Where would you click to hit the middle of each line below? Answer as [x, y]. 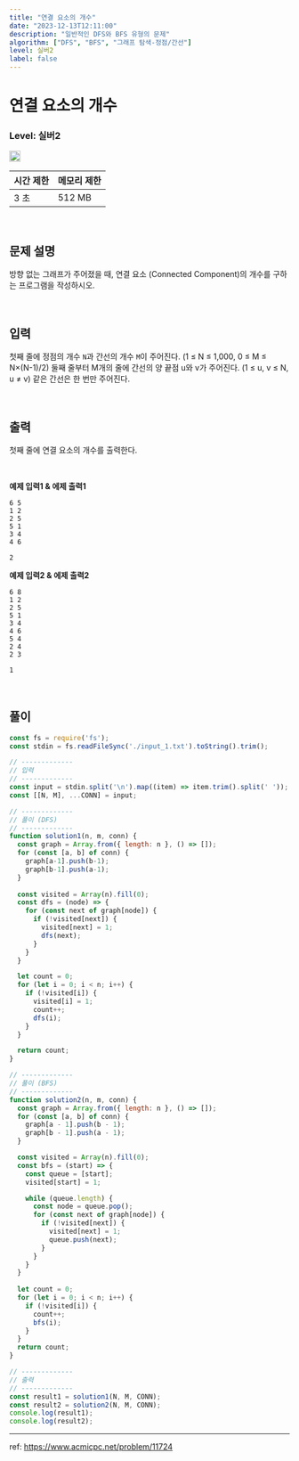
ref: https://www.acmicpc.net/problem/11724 [91, 1447]
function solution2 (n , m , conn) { [73, 1100]
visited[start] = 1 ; [63, 1182]
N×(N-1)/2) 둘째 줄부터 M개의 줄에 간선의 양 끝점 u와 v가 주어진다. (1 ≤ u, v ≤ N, [149, 368]
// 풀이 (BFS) [33, 1083]
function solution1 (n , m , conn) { [73, 837]
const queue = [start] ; [69, 1174]
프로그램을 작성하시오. [57, 285]
